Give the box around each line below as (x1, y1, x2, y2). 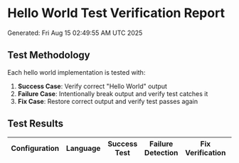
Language (66, 143, 101, 153)
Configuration (11, 143, 60, 153)
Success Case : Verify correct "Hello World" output (17, 82, 167, 90)
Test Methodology (7, 49, 90, 61)
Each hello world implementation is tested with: (7, 68, 146, 76)
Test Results (7, 117, 64, 130)
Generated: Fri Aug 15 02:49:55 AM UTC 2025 (7, 28, 143, 37)
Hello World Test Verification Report (7, 5, 225, 21)
